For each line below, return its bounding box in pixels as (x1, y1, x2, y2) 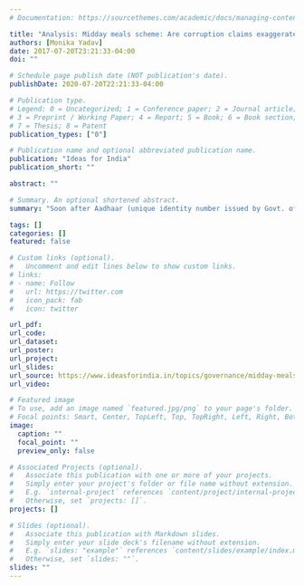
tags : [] (9, 220, 43, 229)
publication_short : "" (9, 163, 95, 172)
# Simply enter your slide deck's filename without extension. (9, 538, 261, 547)
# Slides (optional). (9, 521, 91, 530)
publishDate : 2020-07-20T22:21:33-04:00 (9, 80, 165, 89)
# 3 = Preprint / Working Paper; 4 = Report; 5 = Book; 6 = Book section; (9, 112, 298, 122)
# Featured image (9, 396, 75, 405)
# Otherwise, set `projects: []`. (9, 496, 147, 505)
